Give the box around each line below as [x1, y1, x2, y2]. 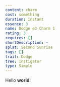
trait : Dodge [5, 54, 33, 59]
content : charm [5, 7, 37, 13]
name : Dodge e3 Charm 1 [5, 26, 55, 31]
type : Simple [5, 63, 33, 68]
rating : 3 [5, 31, 26, 36]
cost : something [5, 12, 39, 17]
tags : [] [5, 49, 24, 54]
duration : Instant [5, 17, 44, 22]
